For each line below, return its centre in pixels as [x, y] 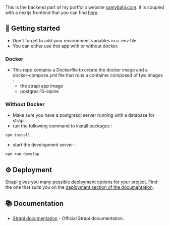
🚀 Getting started [33, 28]
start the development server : [44, 145]
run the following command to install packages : [62, 126]
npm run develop [22, 154]
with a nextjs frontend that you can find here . [52, 13]
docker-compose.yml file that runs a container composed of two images [88, 76]
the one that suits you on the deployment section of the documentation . [80, 187]
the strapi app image [41, 86]
